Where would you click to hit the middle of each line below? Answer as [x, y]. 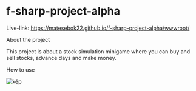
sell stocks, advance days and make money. [61, 58]
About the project [28, 39]
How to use [21, 69]
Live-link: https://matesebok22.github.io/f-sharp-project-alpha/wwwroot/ [98, 28]
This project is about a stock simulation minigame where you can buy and [98, 51]
